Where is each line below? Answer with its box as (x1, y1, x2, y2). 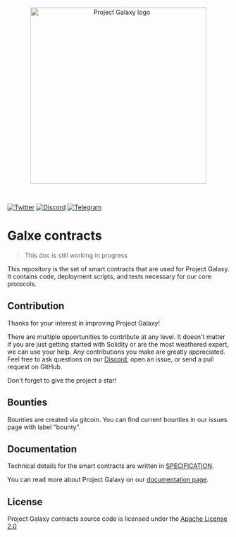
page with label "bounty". (7, 423, 81, 431)
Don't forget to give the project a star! (7, 376, 117, 384)
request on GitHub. (7, 362, 63, 371)
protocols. (7, 279, 37, 288)
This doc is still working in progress (24, 251, 128, 259)
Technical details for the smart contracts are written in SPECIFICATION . (7, 462, 214, 470)
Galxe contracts (7, 228, 102, 244)
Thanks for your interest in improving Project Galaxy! (7, 319, 161, 327)
